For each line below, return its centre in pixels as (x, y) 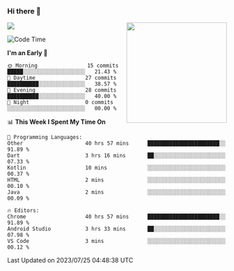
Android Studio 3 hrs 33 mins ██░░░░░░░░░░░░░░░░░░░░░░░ (117, 229)
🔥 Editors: (23, 211)
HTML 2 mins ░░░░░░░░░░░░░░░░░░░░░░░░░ (117, 180)
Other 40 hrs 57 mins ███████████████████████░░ (117, 144)
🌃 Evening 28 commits (62, 90)
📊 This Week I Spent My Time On (56, 122)
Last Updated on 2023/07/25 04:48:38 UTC (70, 261)
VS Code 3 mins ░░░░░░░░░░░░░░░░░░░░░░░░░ (117, 241)
